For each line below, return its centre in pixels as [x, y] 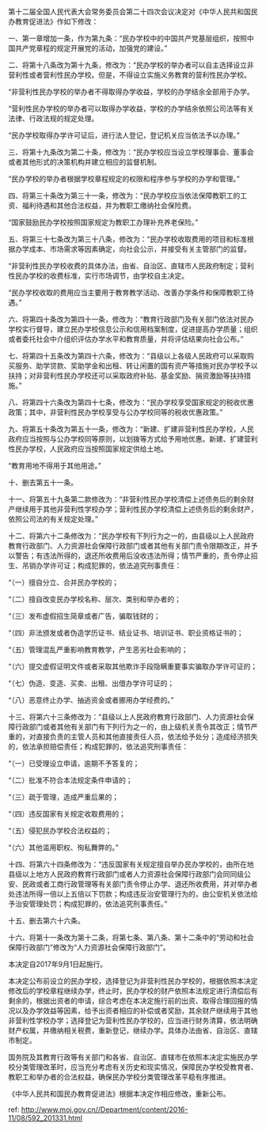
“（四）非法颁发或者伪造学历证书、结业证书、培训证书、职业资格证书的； [126, 633]
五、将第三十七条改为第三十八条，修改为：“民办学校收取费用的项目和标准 [128, 239]
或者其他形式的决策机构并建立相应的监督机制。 [84, 162]
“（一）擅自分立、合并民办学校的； [64, 582]
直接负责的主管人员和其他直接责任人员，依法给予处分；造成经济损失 [146, 737]
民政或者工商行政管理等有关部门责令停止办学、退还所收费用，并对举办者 [140, 884]
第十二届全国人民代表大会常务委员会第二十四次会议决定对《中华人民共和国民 [133, 11]
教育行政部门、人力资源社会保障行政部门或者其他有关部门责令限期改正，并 [129, 546]
